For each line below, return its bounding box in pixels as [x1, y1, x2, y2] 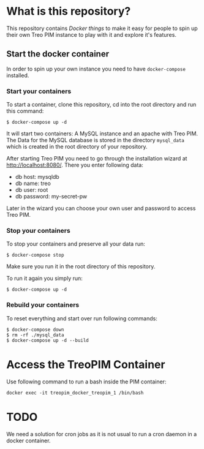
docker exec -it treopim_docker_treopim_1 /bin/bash [6, 390, 144, 396]
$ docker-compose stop [6, 252, 64, 258]
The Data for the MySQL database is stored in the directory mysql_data [6, 137, 185, 144]
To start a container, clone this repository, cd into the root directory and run [6, 101, 197, 108]
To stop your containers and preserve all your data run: [6, 240, 146, 247]
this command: [6, 107, 44, 115]
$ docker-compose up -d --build [6, 337, 89, 344]
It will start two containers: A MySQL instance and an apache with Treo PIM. [6, 130, 198, 137]
